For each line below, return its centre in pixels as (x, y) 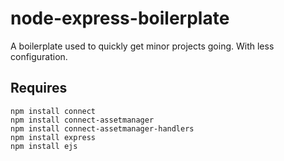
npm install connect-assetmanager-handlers (102, 128)
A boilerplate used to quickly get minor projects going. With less (142, 46)
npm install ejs (44, 146)
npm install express (53, 137)
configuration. (39, 56)
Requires (39, 88)
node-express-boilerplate (120, 18)
